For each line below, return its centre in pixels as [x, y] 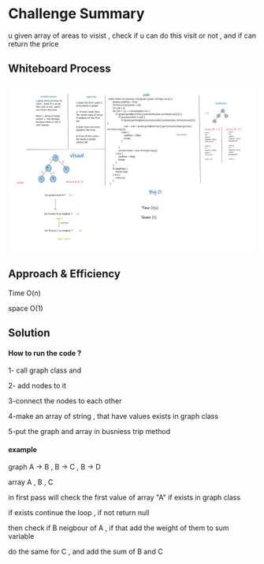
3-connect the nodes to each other [65, 401]
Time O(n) [24, 293]
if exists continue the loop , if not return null [79, 513]
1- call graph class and [45, 370]
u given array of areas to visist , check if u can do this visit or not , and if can [132, 35]
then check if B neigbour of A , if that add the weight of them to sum [119, 528]
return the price [33, 43]
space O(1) [26, 308]
